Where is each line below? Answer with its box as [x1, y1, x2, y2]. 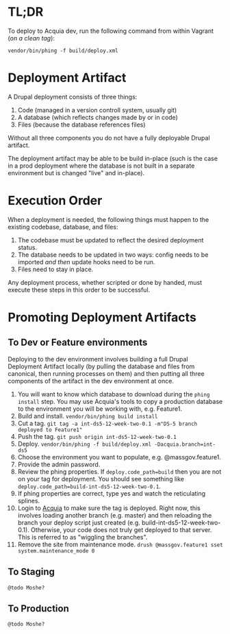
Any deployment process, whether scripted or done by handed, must [8, 278, 203, 286]
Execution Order [8, 193, 103, 209]
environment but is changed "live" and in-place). [8, 168, 145, 177]
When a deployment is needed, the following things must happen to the [8, 215, 209, 223]
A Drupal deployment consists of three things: [8, 92, 138, 101]
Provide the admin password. [17, 460, 101, 468]
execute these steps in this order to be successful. [8, 286, 151, 294]
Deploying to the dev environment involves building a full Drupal [8, 355, 188, 363]
